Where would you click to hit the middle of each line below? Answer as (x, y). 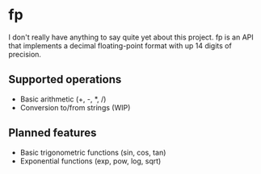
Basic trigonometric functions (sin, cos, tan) (93, 152)
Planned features (53, 133)
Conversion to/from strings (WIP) (75, 107)
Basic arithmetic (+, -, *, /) (63, 99)
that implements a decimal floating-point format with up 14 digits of (120, 45)
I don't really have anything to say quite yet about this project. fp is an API (131, 37)
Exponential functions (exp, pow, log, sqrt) (91, 161)
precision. (25, 54)
